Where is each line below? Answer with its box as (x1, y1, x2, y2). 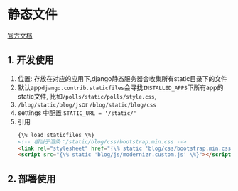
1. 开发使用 (7, 54, 55, 66)
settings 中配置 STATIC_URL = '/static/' (17, 108, 137, 117)
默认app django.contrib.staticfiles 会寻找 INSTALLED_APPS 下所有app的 (17, 83, 224, 92)
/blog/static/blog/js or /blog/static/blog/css (17, 100, 156, 109)
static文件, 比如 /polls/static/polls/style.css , (17, 92, 157, 100)
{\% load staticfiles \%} (17, 131, 94, 138)
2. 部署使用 (7, 173, 56, 185)
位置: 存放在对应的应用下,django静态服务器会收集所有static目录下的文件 (17, 74, 227, 82)
